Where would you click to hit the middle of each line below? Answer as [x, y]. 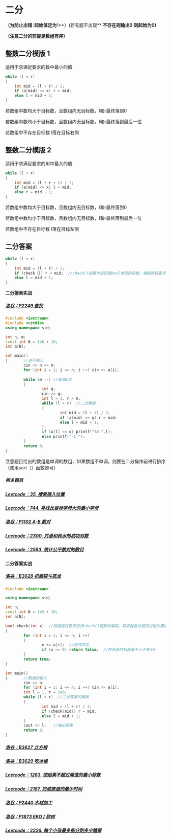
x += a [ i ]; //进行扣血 [65, 645]
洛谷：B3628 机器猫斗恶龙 [33, 576]
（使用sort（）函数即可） [32, 467]
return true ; [37, 660]
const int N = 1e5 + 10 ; [32, 612]
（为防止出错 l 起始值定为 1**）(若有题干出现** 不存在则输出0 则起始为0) [81, 25]
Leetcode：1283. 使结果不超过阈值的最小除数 [53, 775]
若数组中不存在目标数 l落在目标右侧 [42, 132]
